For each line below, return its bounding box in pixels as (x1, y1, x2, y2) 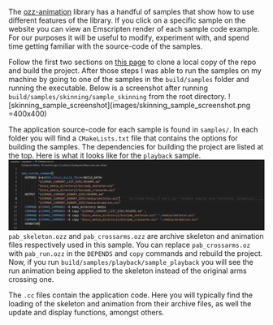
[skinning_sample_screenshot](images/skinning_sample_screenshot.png (8, 101, 251, 110)
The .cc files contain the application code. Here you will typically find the (8, 290, 253, 300)
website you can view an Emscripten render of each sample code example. (8, 24, 260, 33)
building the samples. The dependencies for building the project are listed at (8, 142, 264, 151)
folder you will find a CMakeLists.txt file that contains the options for (8, 133, 238, 143)
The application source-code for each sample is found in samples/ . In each (8, 125, 258, 134)
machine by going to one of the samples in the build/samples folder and (8, 75, 249, 84)
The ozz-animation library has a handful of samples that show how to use (8, 7, 254, 16)
